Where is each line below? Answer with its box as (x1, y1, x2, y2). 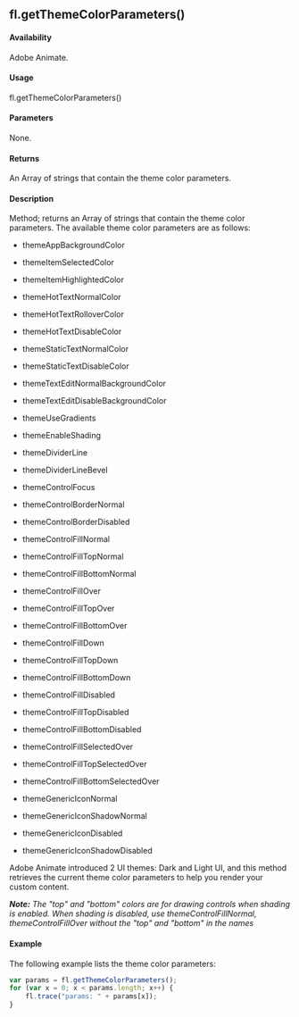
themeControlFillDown (21, 638, 104, 648)
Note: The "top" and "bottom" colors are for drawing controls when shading (9, 899, 291, 910)
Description (9, 193, 54, 204)
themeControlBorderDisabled (21, 517, 130, 528)
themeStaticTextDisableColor (21, 361, 129, 371)
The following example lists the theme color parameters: (9, 958, 216, 969)
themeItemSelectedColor (21, 257, 114, 268)
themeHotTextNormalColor (21, 292, 122, 303)
